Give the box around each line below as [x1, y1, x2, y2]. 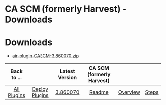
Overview [118, 89, 141, 96]
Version [58, 74, 77, 81]
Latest [59, 68, 75, 75]
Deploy [32, 86, 48, 93]
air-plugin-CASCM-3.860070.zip [12, 53, 79, 59]
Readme [89, 89, 109, 96]
